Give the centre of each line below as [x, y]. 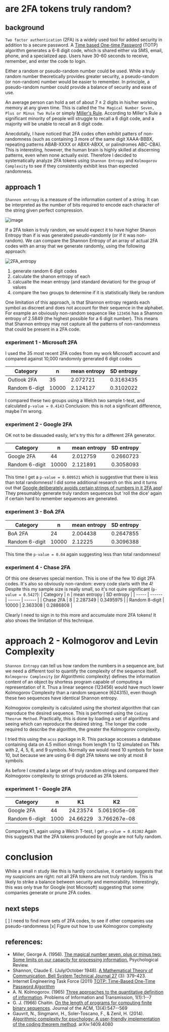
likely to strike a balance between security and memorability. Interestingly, [82, 882]
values [19, 287]
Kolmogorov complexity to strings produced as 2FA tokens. [67, 776]
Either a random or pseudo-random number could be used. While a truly [80, 71]
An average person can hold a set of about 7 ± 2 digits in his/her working [81, 102]
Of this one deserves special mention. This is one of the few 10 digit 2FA [80, 578]
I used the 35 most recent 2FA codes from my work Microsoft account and [83, 353]
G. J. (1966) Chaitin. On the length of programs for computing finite [82, 1003]
